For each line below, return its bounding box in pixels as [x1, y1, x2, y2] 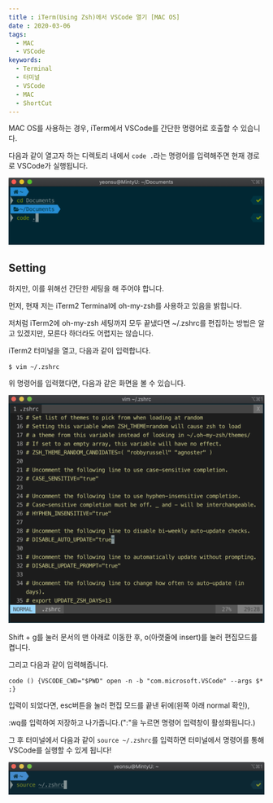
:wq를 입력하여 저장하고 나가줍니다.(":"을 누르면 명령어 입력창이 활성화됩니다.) [8, 717, 256, 728]
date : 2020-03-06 [8, 21, 71, 30]
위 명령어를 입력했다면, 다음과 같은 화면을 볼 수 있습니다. [8, 379, 186, 388]
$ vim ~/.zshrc [8, 363, 60, 371]
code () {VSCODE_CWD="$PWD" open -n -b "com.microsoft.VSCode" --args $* [8, 677, 264, 686]
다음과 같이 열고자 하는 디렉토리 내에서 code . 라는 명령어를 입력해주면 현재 [8, 151, 245, 160]
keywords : [8, 56, 42, 64]
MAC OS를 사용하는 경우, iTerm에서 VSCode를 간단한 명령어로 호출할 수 [8, 123, 239, 134]
